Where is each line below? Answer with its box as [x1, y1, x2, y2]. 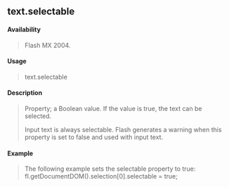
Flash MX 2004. [24, 41, 71, 49]
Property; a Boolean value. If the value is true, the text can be [24, 105, 202, 112]
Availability [7, 25, 41, 34]
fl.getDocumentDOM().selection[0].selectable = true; [24, 172, 178, 181]
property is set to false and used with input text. [24, 133, 164, 141]
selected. [24, 112, 52, 120]
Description [7, 89, 43, 97]
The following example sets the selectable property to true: [24, 165, 196, 173]
